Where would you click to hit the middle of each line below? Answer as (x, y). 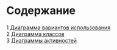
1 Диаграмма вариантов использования (58, 27)
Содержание (41, 11)
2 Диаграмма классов (36, 34)
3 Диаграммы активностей (42, 40)
